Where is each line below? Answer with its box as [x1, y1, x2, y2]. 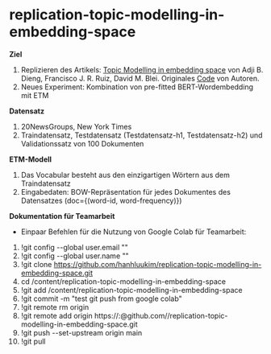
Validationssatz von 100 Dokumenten [20, 138, 144, 148]
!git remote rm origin [20, 302, 90, 311]
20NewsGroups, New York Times [20, 121, 132, 131]
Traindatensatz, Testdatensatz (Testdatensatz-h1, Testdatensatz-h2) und [20, 130, 263, 140]
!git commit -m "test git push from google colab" [20, 294, 182, 303]
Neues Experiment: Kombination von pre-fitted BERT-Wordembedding [20, 82, 253, 92]
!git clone [20, 259, 52, 269]
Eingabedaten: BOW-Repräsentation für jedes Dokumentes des [20, 187, 231, 196]
